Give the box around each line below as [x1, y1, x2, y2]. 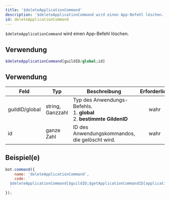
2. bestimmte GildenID [73, 115, 128, 122]
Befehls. [73, 102, 93, 109]
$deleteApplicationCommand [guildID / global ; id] [5, 59, 105, 64]
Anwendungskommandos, [73, 130, 135, 137]
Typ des [73, 96, 93, 103]
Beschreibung [87, 88, 121, 95]
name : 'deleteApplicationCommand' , [14, 172, 90, 177]
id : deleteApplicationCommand [5, 17, 69, 22]
